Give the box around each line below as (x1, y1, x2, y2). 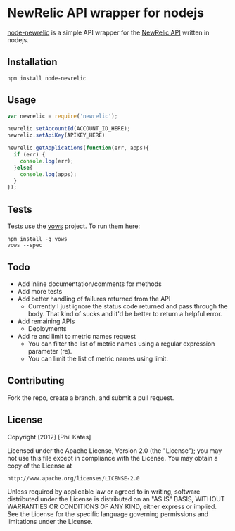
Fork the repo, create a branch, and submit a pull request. (7, 393, 174, 402)
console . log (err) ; (20, 157, 74, 165)
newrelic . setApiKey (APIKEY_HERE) (7, 132, 106, 139)
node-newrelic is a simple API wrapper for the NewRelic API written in (7, 28, 210, 37)
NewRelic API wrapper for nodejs (7, 5, 205, 21)
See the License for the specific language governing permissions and (7, 509, 209, 518)
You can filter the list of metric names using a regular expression (27, 339, 215, 348)
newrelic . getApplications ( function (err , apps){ (7, 144, 150, 152)
